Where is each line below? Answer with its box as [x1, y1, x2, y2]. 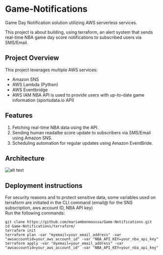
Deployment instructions [5, 181, 83, 190]
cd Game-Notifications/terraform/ [5, 224, 76, 229]
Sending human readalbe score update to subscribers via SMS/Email [12, 129, 151, 135]
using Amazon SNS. [12, 135, 53, 141]
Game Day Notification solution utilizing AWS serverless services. [5, 20, 138, 25]
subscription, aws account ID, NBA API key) [5, 205, 93, 211]
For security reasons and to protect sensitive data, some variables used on [5, 195, 156, 201]
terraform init [5, 228, 36, 233]
